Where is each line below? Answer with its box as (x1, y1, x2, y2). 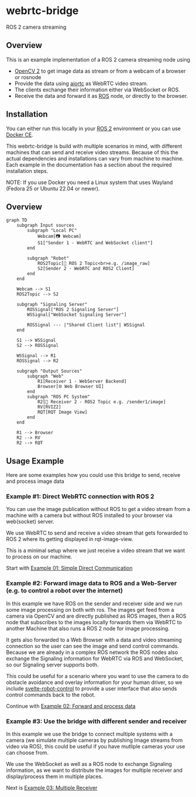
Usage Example (6, 456, 64, 466)
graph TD (6, 217, 27, 223)
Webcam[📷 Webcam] (37, 233, 82, 240)
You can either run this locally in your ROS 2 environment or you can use (6, 125, 181, 132)
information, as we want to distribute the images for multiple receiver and (6, 767, 183, 774)
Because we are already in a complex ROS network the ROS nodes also (6, 649, 178, 656)
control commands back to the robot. (6, 691, 95, 698)
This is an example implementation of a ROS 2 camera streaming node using (6, 56, 190, 63)
